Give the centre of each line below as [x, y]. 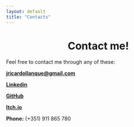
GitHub [15, 96]
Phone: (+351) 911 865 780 [39, 119]
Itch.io [14, 107]
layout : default [26, 11]
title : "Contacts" [28, 17]
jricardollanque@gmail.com [41, 73]
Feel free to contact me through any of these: [61, 62]
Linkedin [17, 85]
